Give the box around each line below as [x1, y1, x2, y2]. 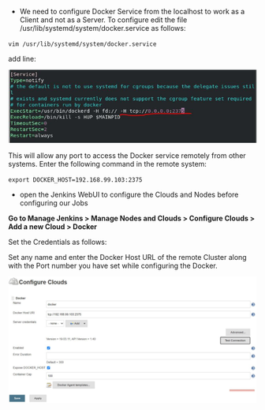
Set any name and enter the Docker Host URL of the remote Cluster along [8, 253, 247, 262]
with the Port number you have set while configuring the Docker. [8, 261, 218, 271]
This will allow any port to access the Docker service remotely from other [8, 151, 246, 160]
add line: [8, 55, 37, 63]
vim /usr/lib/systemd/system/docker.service [8, 40, 157, 48]
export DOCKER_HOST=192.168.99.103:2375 [8, 176, 144, 184]
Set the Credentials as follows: [8, 237, 107, 247]
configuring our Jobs [19, 198, 88, 208]
